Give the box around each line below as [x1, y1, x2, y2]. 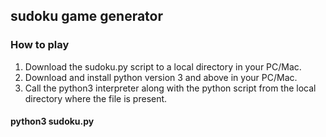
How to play [10, 38, 70, 52]
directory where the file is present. [24, 92, 168, 104]
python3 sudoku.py [10, 115, 95, 128]
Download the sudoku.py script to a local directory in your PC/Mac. [24, 60, 302, 73]
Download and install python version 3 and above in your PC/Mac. [24, 71, 298, 83]
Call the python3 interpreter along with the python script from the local [24, 82, 317, 94]
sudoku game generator [10, 8, 164, 25]
